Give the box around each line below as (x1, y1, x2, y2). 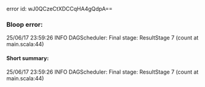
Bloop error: (6, 20, 43, 29)
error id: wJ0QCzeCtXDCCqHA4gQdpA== (6, 5, 113, 12)
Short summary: (6, 54, 49, 61)
